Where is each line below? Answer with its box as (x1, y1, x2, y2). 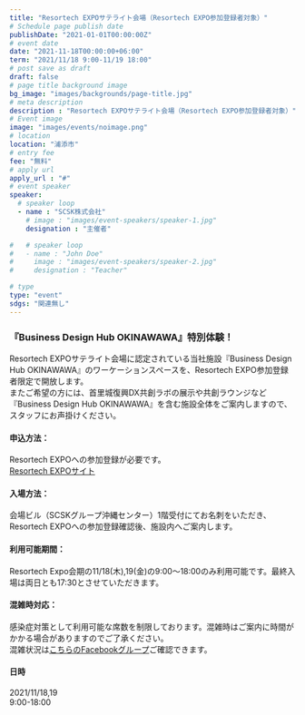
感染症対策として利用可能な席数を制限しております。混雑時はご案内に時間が (9, 621, 295, 632)
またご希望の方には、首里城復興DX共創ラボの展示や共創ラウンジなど (9, 387, 268, 397)
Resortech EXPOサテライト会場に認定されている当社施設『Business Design (9, 353, 292, 364)
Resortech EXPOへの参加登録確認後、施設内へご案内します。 (9, 521, 238, 532)
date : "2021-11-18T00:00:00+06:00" (9, 47, 144, 56)
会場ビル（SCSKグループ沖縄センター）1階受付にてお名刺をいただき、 (9, 510, 272, 521)
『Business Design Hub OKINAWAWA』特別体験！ (9, 330, 234, 343)
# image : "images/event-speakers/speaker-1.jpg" (25, 215, 218, 225)
